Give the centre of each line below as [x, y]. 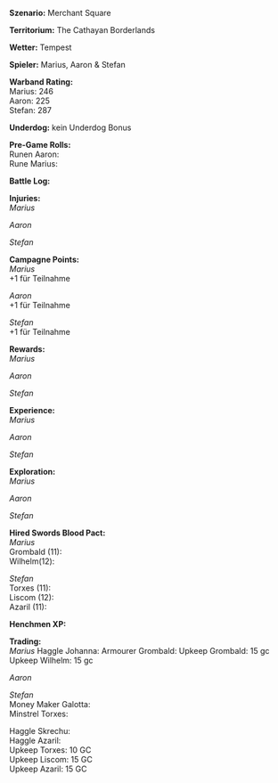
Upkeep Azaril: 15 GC [48, 769]
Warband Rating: [41, 82]
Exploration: [33, 472]
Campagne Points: [45, 259]
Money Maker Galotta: [50, 704]
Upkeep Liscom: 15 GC [51, 759]
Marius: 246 [31, 91]
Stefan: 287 [30, 110]
